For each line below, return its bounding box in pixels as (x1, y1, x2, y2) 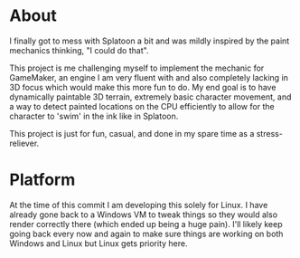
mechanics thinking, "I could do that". (9, 44, 149, 55)
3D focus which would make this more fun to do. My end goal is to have (9, 81, 277, 92)
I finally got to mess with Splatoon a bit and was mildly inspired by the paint (9, 35, 290, 46)
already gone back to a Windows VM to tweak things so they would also (9, 209, 278, 220)
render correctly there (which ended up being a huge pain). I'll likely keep (9, 218, 283, 229)
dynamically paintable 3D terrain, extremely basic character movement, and (9, 91, 292, 102)
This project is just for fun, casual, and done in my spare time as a (9, 128, 255, 139)
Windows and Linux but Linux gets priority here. (9, 237, 188, 249)
